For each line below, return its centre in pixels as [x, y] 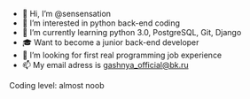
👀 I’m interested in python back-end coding [101, 23]
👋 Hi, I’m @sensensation [66, 14]
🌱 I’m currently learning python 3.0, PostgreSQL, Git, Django [132, 32]
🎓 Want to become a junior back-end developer [110, 42]
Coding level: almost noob [57, 85]
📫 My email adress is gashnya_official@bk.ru [105, 65]
